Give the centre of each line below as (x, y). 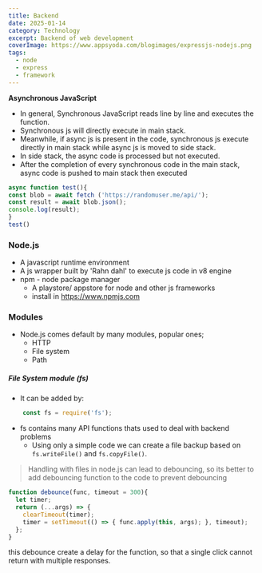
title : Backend (34, 16)
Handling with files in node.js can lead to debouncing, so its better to (141, 469)
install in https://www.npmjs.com (85, 296)
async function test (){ (48, 187)
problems (36, 437)
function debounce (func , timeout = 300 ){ (78, 492)
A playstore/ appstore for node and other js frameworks (123, 288)
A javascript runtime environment (74, 263)
